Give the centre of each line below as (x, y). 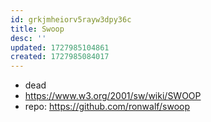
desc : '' (28, 38)
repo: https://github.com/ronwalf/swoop (107, 107)
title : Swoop (37, 29)
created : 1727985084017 (60, 57)
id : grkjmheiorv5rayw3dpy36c (71, 19)
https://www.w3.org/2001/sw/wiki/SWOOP (113, 96)
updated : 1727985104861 (60, 47)
